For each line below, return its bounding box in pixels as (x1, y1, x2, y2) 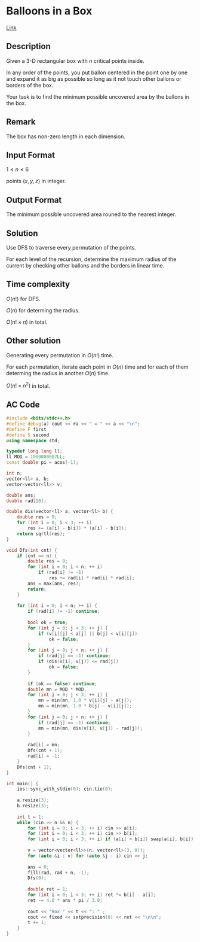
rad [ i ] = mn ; (27, 742, 60, 748)
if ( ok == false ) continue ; (27, 680, 97, 686)
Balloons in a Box (6, 4, 93, 18)
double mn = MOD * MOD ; (27, 686, 87, 692)
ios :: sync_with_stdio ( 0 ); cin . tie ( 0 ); (17, 786, 113, 792)
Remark (6, 117, 36, 127)
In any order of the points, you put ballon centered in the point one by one (6, 69, 188, 76)
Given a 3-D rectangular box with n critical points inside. (6, 57, 144, 64)
